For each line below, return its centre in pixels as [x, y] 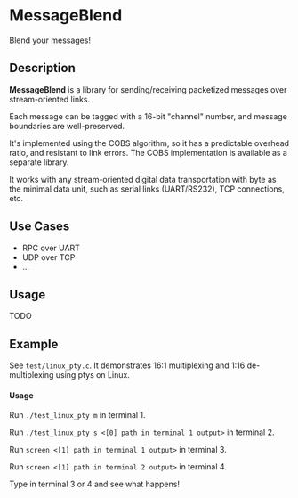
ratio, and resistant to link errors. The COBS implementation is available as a [148, 152]
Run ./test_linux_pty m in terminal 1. [77, 415]
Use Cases [40, 227]
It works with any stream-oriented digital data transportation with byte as [143, 179]
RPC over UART [51, 248]
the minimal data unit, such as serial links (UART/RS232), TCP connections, [147, 189]
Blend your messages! [50, 40]
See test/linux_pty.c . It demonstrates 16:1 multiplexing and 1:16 [127, 365]
